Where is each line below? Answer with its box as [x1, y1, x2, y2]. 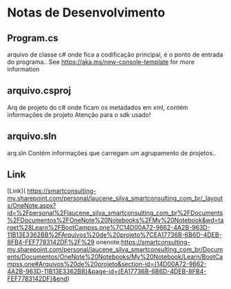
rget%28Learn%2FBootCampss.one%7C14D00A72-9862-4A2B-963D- [7, 224, 211, 232]
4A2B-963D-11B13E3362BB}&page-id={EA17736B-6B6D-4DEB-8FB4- [7, 267, 207, 276]
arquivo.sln [7, 131, 57, 142]
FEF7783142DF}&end [7, 275, 67, 283]
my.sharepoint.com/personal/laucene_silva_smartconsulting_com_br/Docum [7, 246, 223, 254]
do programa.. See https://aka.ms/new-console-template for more [7, 58, 195, 66]
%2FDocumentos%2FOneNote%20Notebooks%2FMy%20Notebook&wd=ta [7, 216, 224, 224]
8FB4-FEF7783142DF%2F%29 [7, 238, 95, 246]
